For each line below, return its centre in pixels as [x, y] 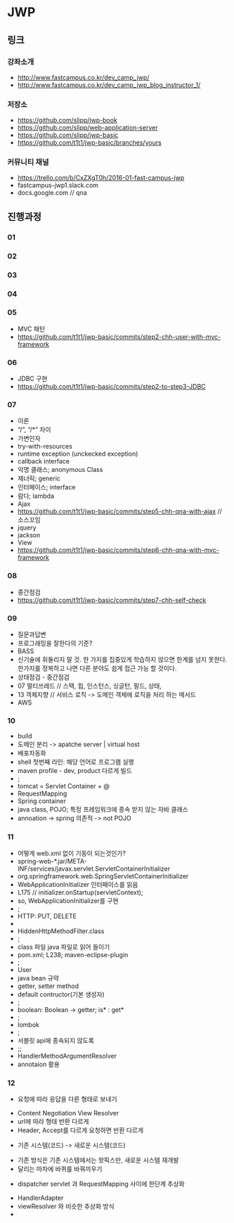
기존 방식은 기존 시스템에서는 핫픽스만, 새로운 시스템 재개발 [98, 1160]
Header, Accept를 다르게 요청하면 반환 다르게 [80, 1130]
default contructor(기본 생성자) [61, 994]
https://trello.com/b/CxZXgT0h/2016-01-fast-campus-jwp [101, 178]
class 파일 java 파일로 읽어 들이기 [64, 947]
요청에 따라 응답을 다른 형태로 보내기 [67, 1099]
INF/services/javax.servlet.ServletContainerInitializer [94, 869]
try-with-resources [45, 447]
